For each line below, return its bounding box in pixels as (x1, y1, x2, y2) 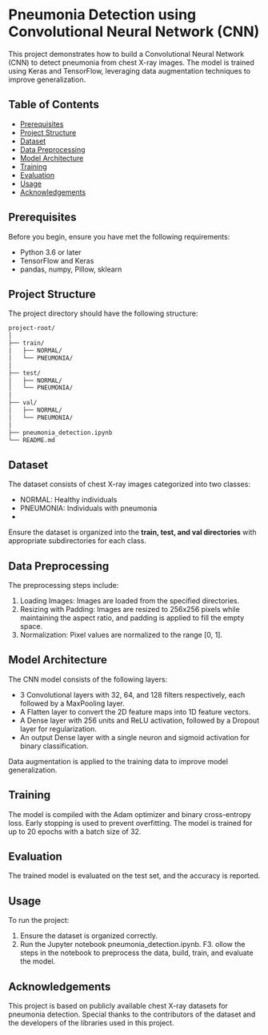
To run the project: (8, 916, 70, 925)
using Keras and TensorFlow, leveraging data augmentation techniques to (8, 66, 250, 75)
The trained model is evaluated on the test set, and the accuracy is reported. (8, 871, 261, 880)
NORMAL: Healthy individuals (19, 495, 118, 505)
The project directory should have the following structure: (8, 308, 198, 318)
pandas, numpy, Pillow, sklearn (19, 264, 122, 274)
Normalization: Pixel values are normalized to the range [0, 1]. (19, 630, 222, 639)
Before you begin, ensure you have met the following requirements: (8, 232, 230, 241)
